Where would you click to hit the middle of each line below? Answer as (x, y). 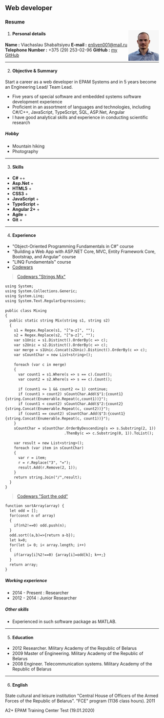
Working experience (26, 580)
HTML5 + (22, 188)
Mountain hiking (28, 146)
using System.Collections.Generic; (41, 291)
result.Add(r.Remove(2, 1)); (48, 468)
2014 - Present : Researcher (40, 593)
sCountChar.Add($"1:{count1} (94, 394)
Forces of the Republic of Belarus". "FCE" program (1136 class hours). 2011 (80, 701)
